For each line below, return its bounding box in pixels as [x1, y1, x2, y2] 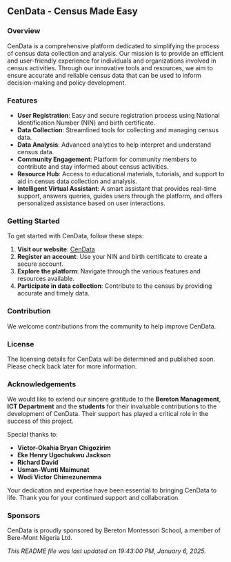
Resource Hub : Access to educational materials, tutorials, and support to [17, 169, 225, 178]
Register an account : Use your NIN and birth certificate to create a [17, 253, 208, 261]
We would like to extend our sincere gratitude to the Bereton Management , [7, 395, 221, 404]
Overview [7, 26, 41, 36]
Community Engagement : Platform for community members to [17, 155, 197, 163]
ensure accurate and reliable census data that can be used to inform [7, 71, 201, 79]
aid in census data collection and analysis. [17, 177, 138, 185]
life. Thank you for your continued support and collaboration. [7, 494, 181, 502]
